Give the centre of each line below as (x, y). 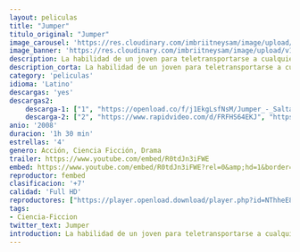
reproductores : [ (42, 201)
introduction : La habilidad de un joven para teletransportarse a (135, 233)
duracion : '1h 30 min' (51, 134)
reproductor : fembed (48, 175)
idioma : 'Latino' (42, 84)
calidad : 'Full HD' (46, 192)
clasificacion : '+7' (48, 184)
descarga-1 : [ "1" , (59, 109)
